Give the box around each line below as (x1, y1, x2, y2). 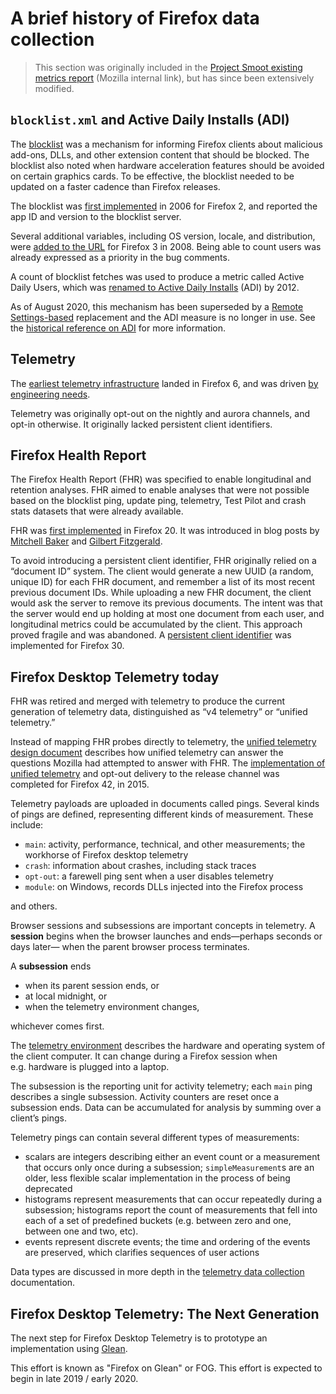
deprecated (24, 1183, 73, 1195)
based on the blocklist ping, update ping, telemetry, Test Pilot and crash (10, 495, 307, 507)
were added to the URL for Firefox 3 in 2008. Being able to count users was (10, 240, 322, 252)
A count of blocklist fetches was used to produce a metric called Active (10, 270, 305, 282)
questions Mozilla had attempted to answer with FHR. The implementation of (10, 757, 326, 769)
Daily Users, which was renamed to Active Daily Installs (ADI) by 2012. (10, 281, 300, 293)
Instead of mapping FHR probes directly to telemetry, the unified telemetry (10, 736, 317, 748)
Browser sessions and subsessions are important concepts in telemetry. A (10, 920, 316, 932)
